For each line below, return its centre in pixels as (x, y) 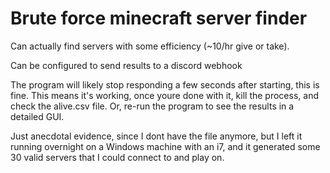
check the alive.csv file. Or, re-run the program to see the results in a (152, 106)
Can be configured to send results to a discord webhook (126, 65)
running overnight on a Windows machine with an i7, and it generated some (165, 146)
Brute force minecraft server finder (159, 18)
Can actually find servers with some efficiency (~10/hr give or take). (150, 46)
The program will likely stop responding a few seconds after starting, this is (165, 84)
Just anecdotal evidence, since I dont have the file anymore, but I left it (156, 136)
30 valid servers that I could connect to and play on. (117, 157)
